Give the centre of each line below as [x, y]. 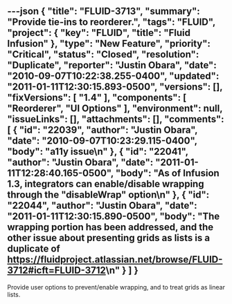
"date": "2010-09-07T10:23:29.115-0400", [102, 141]
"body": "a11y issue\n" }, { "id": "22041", [98, 152]
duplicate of [34, 249]
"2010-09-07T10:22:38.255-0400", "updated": [113, 76]
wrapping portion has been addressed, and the [110, 227]
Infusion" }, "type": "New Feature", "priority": [109, 44]
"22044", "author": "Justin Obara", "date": [102, 206]
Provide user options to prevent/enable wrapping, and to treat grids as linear [116, 287]
